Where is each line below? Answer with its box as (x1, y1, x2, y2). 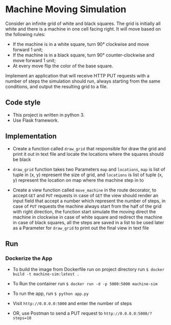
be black (12, 156, 31, 163)
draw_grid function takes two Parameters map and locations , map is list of (12, 166, 165, 172)
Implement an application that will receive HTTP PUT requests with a (5, 72, 150, 78)
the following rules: (5, 31, 46, 37)
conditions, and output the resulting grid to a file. (5, 83, 108, 90)
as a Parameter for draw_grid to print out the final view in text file (12, 225, 149, 231)
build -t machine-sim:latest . (12, 272, 80, 277)
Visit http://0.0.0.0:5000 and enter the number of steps (12, 301, 132, 307)
